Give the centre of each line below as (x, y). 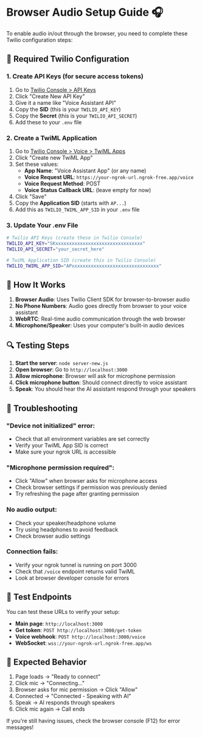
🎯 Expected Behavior (47, 662)
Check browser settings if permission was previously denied (91, 487)
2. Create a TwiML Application (52, 138)
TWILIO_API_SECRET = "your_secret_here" (55, 249)
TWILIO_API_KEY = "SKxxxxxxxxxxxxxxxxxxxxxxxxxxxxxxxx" (76, 244)
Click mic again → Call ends (50, 709)
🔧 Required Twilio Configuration (68, 59)
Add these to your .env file (48, 122)
